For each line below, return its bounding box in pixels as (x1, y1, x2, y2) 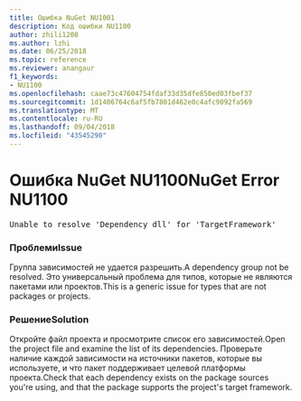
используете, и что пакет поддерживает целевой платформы (9, 363, 246, 374)
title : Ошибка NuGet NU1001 (9, 13, 116, 23)
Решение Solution (9, 313, 89, 326)
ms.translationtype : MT (9, 106, 99, 115)
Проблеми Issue (9, 241, 83, 253)
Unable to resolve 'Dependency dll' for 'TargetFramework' (9, 219, 277, 229)
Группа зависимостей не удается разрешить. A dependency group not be (9, 262, 289, 272)
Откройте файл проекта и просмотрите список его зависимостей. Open (9, 334, 287, 345)
